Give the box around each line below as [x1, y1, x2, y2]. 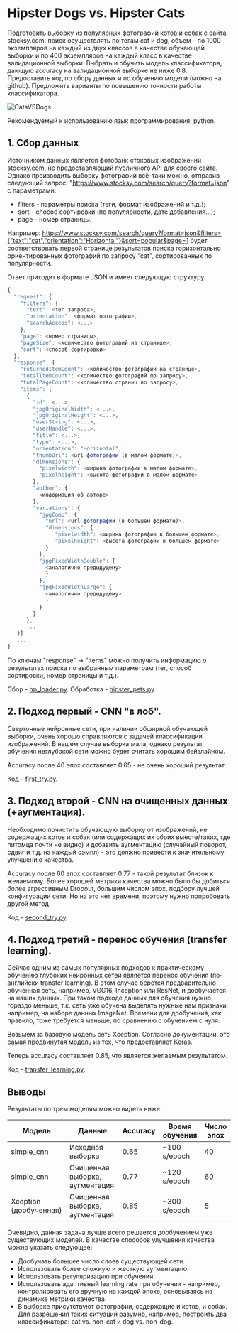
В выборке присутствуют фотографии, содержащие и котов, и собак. [17, 1302, 228, 1311]
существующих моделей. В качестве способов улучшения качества [7, 1236, 215, 1244]
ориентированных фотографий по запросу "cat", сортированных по [7, 251, 212, 260]
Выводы [7, 1086, 46, 1098]
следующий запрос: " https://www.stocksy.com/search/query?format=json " [7, 178, 230, 187]
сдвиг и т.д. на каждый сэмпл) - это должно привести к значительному [7, 848, 225, 856]
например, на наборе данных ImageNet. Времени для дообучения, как [7, 1009, 222, 1018]
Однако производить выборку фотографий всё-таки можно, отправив [7, 171, 220, 179]
